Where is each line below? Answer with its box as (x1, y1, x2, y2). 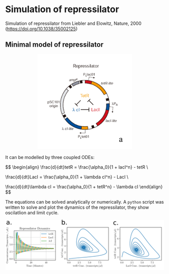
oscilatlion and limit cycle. (5, 209, 59, 216)
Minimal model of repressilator (5, 41, 104, 49)
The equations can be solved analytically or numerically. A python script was (5, 199, 164, 205)
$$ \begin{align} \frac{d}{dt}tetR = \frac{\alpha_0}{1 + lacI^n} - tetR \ (5, 164, 148, 170)
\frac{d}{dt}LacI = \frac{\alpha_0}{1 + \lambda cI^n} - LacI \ (5, 174, 129, 180)
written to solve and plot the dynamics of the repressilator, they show (5, 204, 149, 210)
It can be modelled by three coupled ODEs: (5, 154, 95, 160)
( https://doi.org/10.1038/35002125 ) (5, 25, 78, 31)
